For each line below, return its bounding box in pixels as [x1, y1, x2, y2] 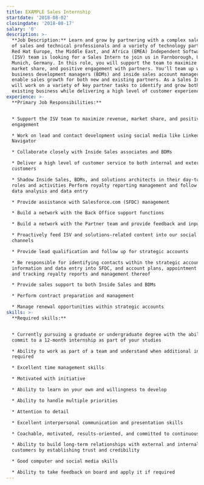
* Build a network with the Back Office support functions [12, 210, 165, 216]
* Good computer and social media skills [12, 458, 118, 464]
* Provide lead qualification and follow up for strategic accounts [12, 248, 189, 254]
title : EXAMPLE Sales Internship [6, 9, 91, 15]
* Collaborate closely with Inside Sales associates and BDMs [12, 149, 172, 155]
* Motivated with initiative [12, 375, 86, 382]
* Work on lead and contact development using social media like [12, 132, 181, 139]
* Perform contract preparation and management [12, 293, 135, 299]
